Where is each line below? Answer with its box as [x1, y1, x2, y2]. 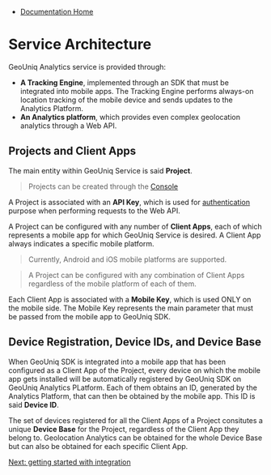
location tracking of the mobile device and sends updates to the [19, 95, 233, 105]
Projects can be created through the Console [28, 182, 179, 191]
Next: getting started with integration [8, 457, 131, 467]
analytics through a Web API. [19, 121, 117, 131]
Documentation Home [19, 7, 94, 16]
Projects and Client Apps [8, 144, 136, 158]
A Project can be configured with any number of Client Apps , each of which [8, 221, 263, 231]
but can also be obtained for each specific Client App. [8, 441, 188, 451]
